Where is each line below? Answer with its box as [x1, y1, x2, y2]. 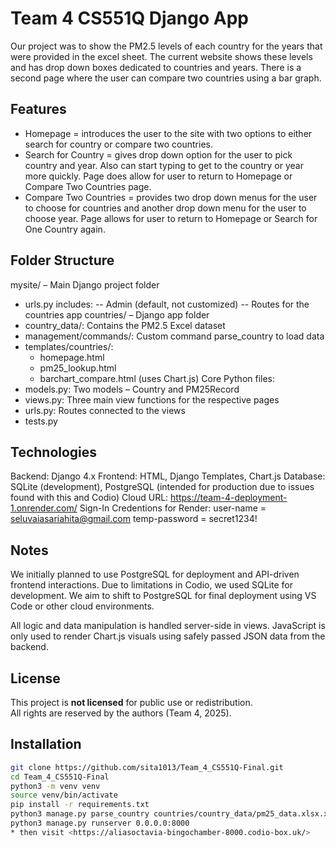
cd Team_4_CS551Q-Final [10, 772, 110, 782]
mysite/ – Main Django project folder [10, 278, 160, 291]
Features [10, 101, 67, 118]
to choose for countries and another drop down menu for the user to [24, 202, 307, 214]
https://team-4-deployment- [170, 492, 288, 504]
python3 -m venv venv [10, 781, 101, 791]
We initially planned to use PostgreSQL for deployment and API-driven [10, 568, 300, 581]
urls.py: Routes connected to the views [24, 404, 186, 416]
